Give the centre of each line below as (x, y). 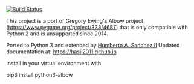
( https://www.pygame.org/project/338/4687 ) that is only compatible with (97, 27)
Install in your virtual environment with (54, 63)
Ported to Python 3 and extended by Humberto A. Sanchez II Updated (93, 45)
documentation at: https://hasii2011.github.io (61, 52)
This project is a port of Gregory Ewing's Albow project (75, 21)
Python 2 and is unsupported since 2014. (57, 34)
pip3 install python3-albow (40, 75)
